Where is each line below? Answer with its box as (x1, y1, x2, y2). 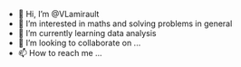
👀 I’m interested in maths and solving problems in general (17, 18, 233, 29)
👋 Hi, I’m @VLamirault (17, 9, 100, 19)
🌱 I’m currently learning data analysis (17, 28, 157, 38)
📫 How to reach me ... (17, 48, 102, 58)
